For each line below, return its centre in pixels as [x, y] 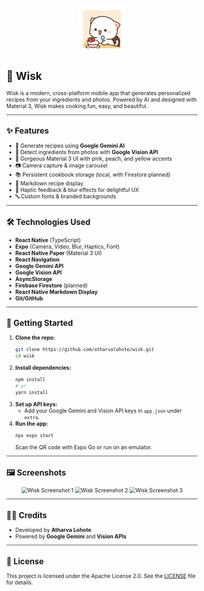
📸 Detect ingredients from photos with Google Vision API [87, 152]
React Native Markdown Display [56, 292]
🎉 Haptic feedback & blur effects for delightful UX [77, 189]
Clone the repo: [35, 338]
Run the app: [32, 423]
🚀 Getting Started [40, 323]
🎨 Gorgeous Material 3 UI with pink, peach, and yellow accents [93, 158]
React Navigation [37, 259]
